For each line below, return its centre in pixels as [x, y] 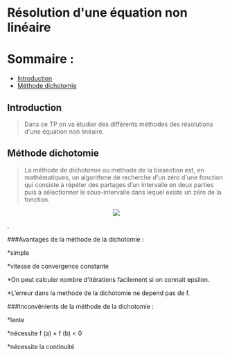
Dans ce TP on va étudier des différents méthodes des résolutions [118, 124]
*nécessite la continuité [41, 346]
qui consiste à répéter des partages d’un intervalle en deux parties [119, 184]
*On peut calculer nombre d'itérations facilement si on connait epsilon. [108, 279]
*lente [16, 319]
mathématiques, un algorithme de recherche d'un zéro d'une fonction [123, 177]
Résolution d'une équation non [98, 13]
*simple [18, 252]
